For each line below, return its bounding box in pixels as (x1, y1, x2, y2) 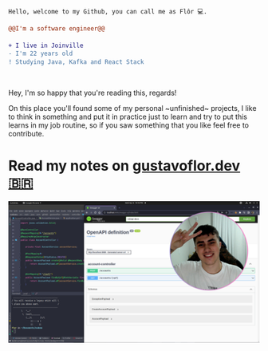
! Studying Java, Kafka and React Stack (8, 58, 145, 66)
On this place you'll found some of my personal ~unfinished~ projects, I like (8, 104, 257, 113)
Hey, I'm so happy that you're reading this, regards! (8, 88, 177, 98)
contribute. (8, 129, 45, 139)
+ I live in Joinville (8, 41, 84, 49)
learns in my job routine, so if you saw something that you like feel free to (8, 120, 250, 130)
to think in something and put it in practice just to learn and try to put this (8, 112, 247, 122)
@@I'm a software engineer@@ (8, 24, 105, 33)
